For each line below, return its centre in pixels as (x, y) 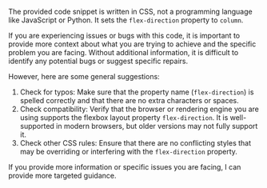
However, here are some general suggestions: (84, 76)
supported (37, 126)
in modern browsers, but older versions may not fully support (157, 126)
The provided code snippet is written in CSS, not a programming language (131, 12)
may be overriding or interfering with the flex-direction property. (129, 152)
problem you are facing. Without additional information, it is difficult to (124, 52)
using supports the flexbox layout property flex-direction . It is (124, 118)
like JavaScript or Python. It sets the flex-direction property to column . (126, 20)
